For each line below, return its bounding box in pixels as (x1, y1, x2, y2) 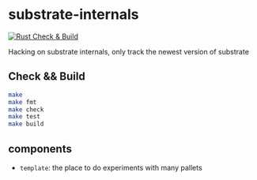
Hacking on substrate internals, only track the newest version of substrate (8, 47, 249, 56)
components (8, 142, 73, 156)
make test (8, 113, 41, 121)
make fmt (8, 98, 37, 106)
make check (8, 105, 44, 114)
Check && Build (8, 69, 85, 84)
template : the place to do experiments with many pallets (19, 163, 203, 172)
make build (8, 120, 44, 128)
